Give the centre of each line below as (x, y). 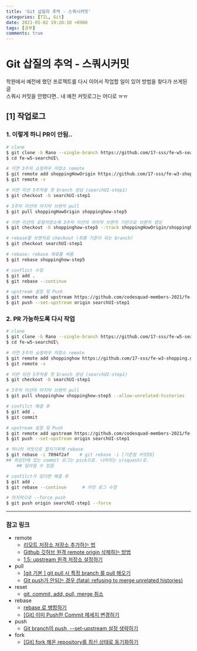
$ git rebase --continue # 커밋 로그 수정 (62, 487)
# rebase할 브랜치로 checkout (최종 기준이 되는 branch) (70, 238)
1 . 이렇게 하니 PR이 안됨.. (39, 134)
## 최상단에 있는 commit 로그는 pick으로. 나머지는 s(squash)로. (78, 460)
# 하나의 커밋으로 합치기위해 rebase (45, 449)
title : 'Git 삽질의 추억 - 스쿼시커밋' (49, 11)
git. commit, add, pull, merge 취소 (63, 594)
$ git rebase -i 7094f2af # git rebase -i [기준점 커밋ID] (81, 455)
